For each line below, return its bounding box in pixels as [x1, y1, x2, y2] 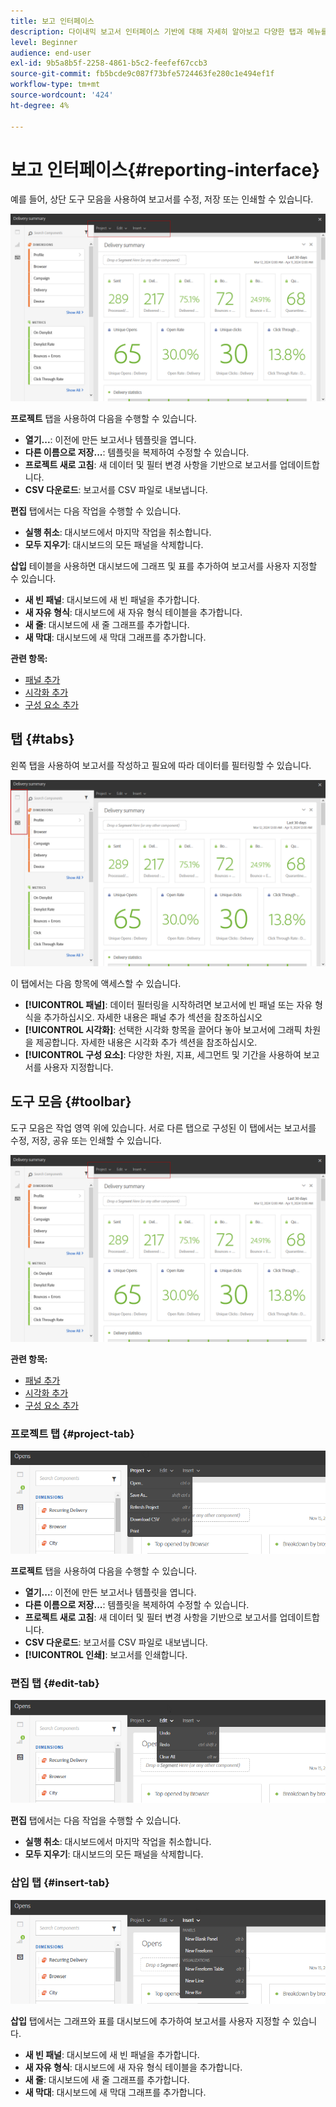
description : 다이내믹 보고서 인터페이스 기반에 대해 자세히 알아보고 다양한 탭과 [10, 26, 303, 37]
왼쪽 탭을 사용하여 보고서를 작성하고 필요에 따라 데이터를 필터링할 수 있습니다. [10, 759, 312, 771]
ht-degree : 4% [10, 100, 70, 110]
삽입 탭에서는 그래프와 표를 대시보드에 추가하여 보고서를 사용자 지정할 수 [10, 2015, 291, 2027]
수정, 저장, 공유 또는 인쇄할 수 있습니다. [10, 1134, 162, 1146]
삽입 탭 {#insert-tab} [10, 1876, 110, 1890]
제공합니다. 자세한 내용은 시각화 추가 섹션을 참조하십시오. [35, 1036, 258, 1048]
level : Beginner [10, 37, 78, 47]
